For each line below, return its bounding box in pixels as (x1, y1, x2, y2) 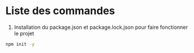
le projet (14, 29, 35, 37)
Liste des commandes (5, 4, 115, 18)
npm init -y (5, 41, 35, 47)
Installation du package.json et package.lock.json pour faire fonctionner (14, 24, 189, 31)
